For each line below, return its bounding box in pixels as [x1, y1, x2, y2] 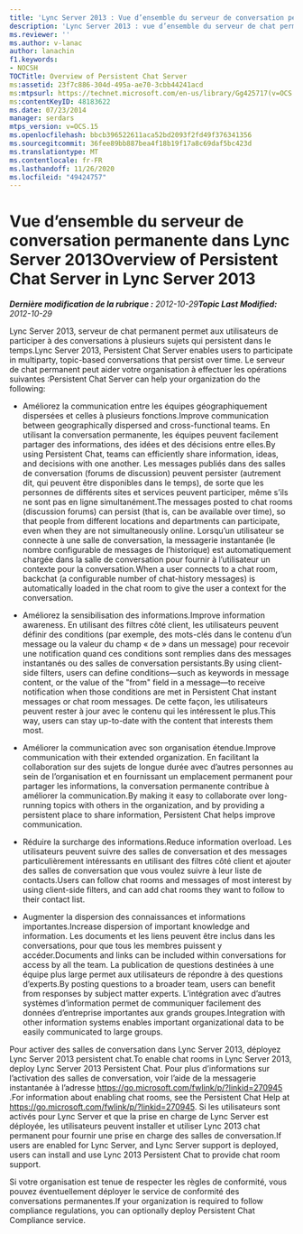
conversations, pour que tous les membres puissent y [22, 940, 223, 952]
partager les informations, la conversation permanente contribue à [22, 781, 270, 792]
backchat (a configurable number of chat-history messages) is [22, 574, 255, 585]
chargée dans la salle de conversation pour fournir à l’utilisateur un [22, 554, 271, 565]
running [22, 800, 52, 811]
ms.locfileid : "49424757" [9, 172, 106, 181]
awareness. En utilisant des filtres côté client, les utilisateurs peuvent [22, 620, 280, 631]
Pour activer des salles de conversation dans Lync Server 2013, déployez [9, 1044, 281, 1055]
